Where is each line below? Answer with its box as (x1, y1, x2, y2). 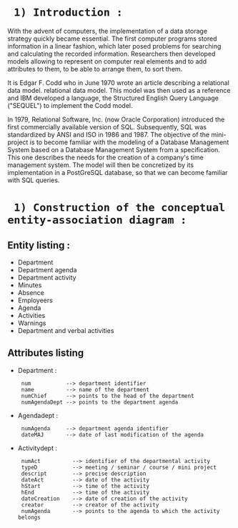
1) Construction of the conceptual (14, 201, 226, 214)
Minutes (17, 281, 42, 289)
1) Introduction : (14, 6, 123, 19)
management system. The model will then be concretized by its (7, 160, 194, 169)
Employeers (17, 296, 54, 304)
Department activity (17, 273, 76, 282)
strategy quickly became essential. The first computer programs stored (7, 34, 217, 43)
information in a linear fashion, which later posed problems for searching (7, 41, 222, 50)
